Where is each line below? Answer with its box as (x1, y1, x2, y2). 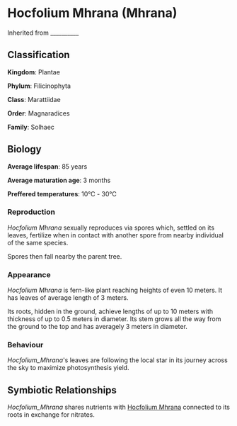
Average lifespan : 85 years (7, 162, 88, 171)
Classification (7, 49, 70, 61)
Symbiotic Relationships (7, 384, 117, 396)
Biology (7, 143, 42, 155)
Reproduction (7, 207, 55, 217)
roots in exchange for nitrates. (7, 410, 96, 419)
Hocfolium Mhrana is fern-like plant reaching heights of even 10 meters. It (7, 286, 223, 295)
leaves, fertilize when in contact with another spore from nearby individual (7, 230, 224, 239)
